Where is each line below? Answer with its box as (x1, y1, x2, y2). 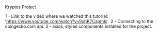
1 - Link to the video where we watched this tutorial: (5, 13, 108, 19)
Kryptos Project (5, 4, 36, 10)
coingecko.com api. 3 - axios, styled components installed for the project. (5, 23, 153, 29)
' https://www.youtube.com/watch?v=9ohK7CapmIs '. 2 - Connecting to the (5, 19, 154, 24)
